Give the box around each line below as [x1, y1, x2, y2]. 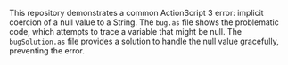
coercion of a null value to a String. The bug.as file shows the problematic [9, 17, 279, 28]
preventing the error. [9, 45, 85, 56]
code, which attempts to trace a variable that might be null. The [9, 27, 243, 37]
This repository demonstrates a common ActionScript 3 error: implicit [9, 8, 265, 18]
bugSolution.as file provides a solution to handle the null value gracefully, [9, 36, 279, 46]
